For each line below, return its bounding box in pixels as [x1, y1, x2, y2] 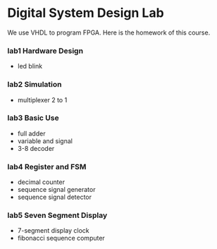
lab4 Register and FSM [7, 162, 87, 171]
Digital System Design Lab [7, 5, 164, 21]
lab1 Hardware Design [7, 46, 83, 56]
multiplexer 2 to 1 [17, 95, 68, 104]
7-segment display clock [17, 226, 89, 235]
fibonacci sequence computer [17, 234, 106, 243]
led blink [17, 62, 43, 71]
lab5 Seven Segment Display [7, 210, 108, 220]
